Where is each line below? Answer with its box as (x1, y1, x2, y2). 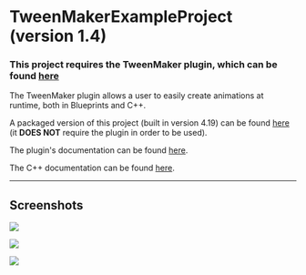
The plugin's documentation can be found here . (9, 145, 189, 156)
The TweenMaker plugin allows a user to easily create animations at (9, 90, 264, 101)
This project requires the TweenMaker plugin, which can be (9, 58, 278, 71)
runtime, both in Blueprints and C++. (9, 100, 147, 111)
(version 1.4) (9, 25, 107, 46)
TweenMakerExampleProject (9, 6, 233, 27)
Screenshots (9, 198, 84, 213)
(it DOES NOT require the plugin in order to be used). (9, 127, 208, 138)
